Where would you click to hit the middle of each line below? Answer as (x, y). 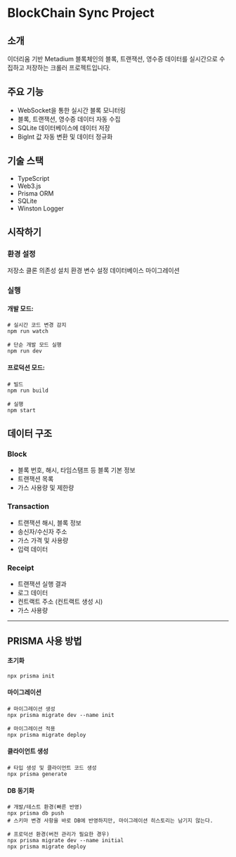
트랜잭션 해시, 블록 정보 (50, 523)
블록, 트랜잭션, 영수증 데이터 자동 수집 (69, 119)
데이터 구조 (30, 434)
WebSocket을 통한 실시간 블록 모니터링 (72, 110)
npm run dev (25, 351)
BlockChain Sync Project (81, 13)
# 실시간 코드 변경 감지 (37, 325)
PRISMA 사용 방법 (45, 641)
